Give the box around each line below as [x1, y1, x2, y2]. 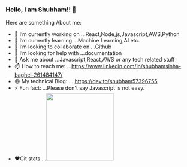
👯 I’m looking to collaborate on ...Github [14, 43, 112, 50]
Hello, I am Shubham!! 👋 [5, 5, 77, 14]
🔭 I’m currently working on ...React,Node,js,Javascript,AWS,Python [14, 31, 180, 38]
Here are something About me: [5, 19, 82, 26]
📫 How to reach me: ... [14, 63, 72, 70]
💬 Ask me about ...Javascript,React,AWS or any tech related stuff [14, 56, 175, 63]
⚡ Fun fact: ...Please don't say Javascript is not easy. [14, 84, 145, 92]
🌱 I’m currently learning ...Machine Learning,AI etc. [14, 37, 140, 44]
